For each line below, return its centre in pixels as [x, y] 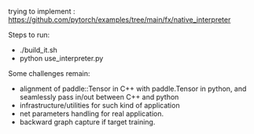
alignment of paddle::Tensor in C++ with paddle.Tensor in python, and [133, 89]
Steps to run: [29, 35]
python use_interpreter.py [61, 58]
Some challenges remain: [49, 73]
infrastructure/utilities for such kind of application [99, 105]
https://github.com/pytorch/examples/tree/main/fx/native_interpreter [120, 20]
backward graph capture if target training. [87, 122]
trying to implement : [42, 11]
